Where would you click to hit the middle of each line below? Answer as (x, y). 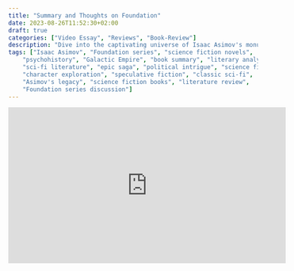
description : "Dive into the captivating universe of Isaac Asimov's (126, 45)
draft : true (28, 30)
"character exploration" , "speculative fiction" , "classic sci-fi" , (138, 74)
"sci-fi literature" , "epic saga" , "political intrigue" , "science (136, 67)
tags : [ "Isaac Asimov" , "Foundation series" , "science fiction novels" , (131, 52)
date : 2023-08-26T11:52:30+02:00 (63, 23)
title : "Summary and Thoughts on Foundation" (84, 15)
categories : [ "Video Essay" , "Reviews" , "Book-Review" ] (102, 38)
